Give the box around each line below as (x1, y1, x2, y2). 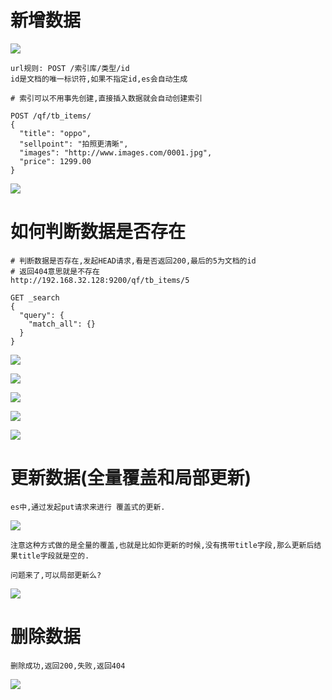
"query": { (19, 310, 65, 320)
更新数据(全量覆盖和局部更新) (10, 467, 252, 490)
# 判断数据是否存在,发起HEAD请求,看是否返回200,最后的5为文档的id (10, 256, 257, 266)
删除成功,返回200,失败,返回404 (10, 661, 126, 671)
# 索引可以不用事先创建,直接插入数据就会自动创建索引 (10, 93, 203, 103)
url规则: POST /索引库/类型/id (10, 63, 130, 73)
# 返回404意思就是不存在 (10, 266, 100, 276)
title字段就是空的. (17, 551, 90, 561)
